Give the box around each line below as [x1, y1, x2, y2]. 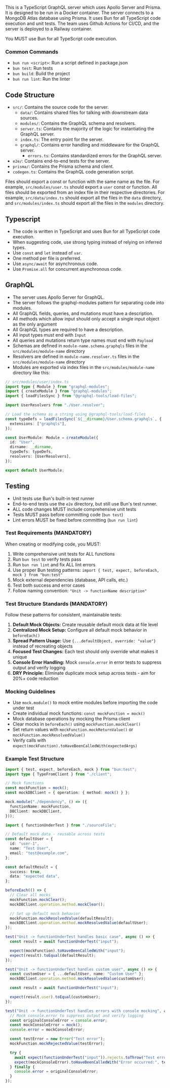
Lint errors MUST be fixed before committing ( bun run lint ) [12, 517, 138, 523]
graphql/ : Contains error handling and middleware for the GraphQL [20, 142, 160, 148]
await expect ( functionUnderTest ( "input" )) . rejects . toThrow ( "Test [14, 1055, 155, 1060]
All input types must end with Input [12, 332, 86, 338]
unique [12, 654, 27, 660]
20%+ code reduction [12, 675, 59, 681]
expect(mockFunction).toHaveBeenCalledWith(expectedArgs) [12, 744, 138, 749]
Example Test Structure [5, 755, 64, 763]
